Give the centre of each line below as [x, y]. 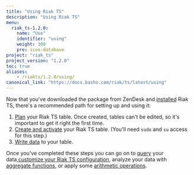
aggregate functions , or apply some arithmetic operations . [77, 166]
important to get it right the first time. [59, 123]
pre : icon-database [41, 50]
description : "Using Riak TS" [43, 17]
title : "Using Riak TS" [35, 11]
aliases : [17, 72]
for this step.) [31, 135]
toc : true [18, 66]
